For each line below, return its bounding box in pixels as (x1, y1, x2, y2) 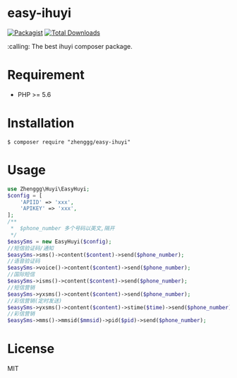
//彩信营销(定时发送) (7, 297, 62, 304)
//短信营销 (7, 284, 35, 291)
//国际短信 (7, 271, 35, 278)
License (7, 341, 55, 357)
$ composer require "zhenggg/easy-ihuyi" (7, 138, 131, 146)
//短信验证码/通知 (7, 244, 54, 252)
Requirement (7, 67, 85, 83)
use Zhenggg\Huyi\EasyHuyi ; (7, 185, 90, 193)
